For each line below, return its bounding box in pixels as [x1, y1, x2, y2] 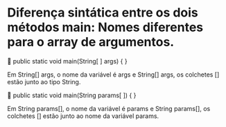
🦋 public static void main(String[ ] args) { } [7, 57, 128, 65]
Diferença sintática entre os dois [7, 5, 199, 21]
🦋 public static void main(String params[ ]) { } [7, 91, 137, 99]
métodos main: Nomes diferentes [7, 19, 204, 35]
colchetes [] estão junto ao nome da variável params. [7, 112, 159, 120]
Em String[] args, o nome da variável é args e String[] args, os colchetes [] [7, 70, 220, 79]
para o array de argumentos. [7, 35, 175, 50]
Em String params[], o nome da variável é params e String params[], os [7, 104, 211, 113]
